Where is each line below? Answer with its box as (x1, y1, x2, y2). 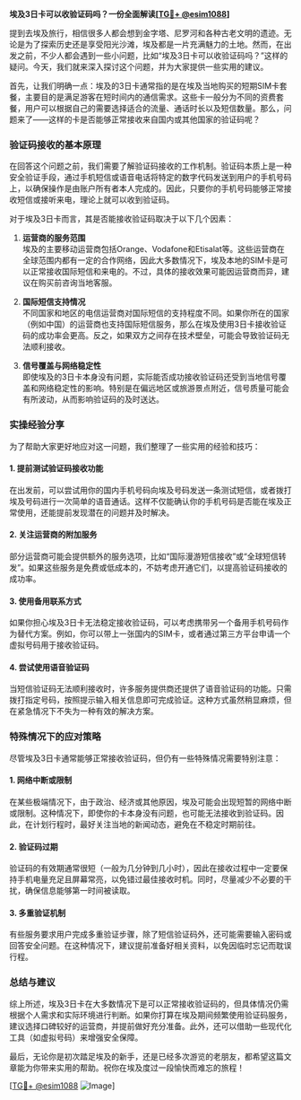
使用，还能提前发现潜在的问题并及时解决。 (16, 507, 175, 518)
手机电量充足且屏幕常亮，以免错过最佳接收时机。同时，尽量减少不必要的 (16, 874, 284, 885)
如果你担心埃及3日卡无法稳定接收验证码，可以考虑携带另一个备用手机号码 (9, 617, 281, 628)
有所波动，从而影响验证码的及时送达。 (21, 394, 164, 405)
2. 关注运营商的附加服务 (9, 529, 98, 540)
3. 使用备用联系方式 (9, 596, 82, 607)
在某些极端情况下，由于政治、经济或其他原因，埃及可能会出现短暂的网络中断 (9, 796, 292, 807)
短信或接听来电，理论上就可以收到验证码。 (16, 195, 175, 205)
